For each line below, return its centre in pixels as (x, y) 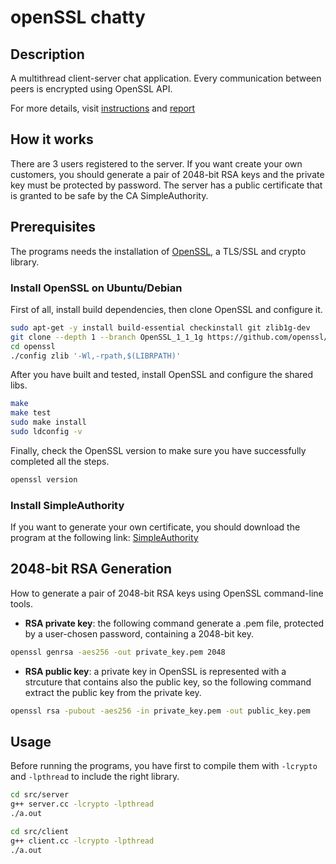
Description (47, 54)
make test (31, 413)
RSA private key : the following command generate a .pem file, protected (174, 623)
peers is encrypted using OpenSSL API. (91, 89)
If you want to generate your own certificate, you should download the (155, 527)
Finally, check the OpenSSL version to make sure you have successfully (158, 450)
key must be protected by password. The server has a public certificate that (166, 185)
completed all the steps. (60, 461)
